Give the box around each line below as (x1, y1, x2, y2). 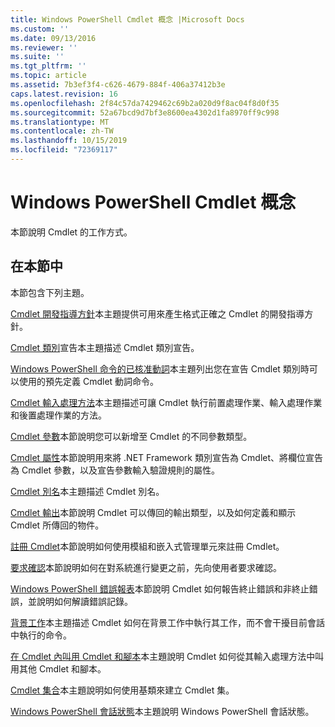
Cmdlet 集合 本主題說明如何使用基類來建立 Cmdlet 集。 (10, 684, 235, 696)
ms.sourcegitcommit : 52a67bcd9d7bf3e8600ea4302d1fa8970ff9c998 (10, 107, 280, 118)
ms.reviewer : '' (10, 42, 78, 53)
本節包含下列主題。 (10, 286, 90, 298)
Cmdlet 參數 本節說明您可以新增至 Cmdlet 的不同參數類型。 (10, 430, 253, 442)
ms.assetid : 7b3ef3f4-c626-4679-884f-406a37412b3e (10, 80, 226, 90)
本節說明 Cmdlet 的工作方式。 (10, 226, 133, 238)
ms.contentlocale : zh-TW (10, 126, 114, 136)
